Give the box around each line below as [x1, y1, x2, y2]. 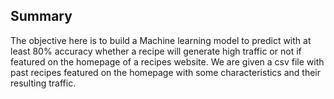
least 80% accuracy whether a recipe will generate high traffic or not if [10, 45, 302, 57]
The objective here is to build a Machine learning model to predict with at [10, 34, 312, 46]
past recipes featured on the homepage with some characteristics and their [10, 66, 322, 78]
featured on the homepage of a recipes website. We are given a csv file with [10, 55, 325, 68]
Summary [10, 8, 73, 25]
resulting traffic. [10, 77, 77, 89]
